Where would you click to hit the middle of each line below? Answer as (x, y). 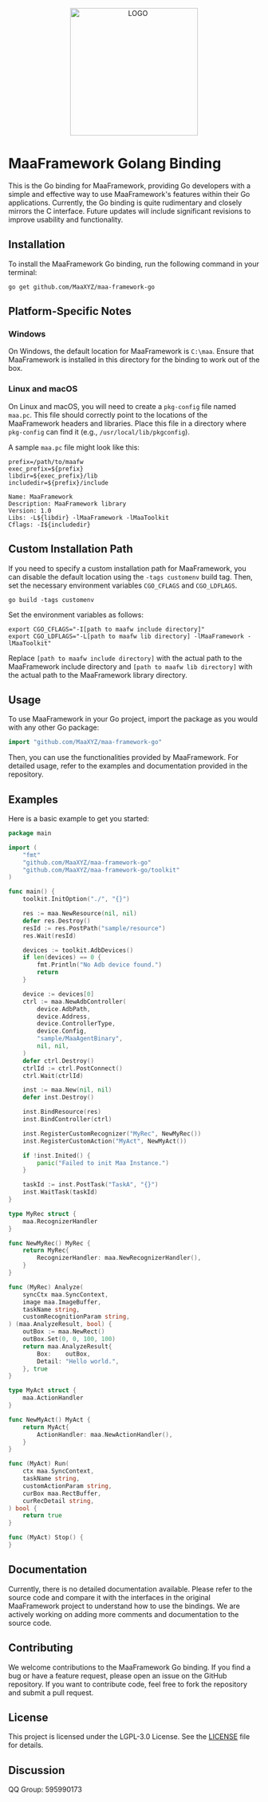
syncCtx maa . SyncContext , (66, 1294)
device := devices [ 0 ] (58, 994)
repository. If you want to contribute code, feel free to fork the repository (128, 1684)
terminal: (23, 272)
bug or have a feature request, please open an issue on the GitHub (118, 1675)
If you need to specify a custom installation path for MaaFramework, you (128, 568)
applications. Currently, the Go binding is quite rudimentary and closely (125, 203)
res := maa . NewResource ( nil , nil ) (80, 914)
